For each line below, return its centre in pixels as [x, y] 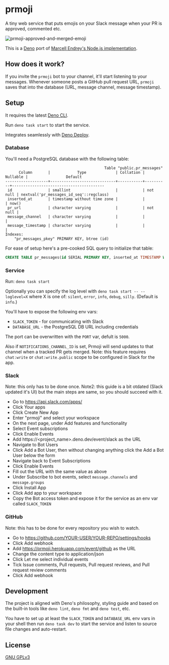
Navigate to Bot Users [35, 445]
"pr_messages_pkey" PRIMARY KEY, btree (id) [62, 239]
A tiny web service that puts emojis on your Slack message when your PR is [84, 23]
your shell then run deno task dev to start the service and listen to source [81, 624]
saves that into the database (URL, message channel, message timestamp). [83, 87]
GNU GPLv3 [18, 657]
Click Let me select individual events [50, 559]
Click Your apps [29, 407]
